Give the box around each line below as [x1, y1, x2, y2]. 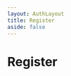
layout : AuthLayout [7, 10, 65, 18]
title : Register [7, 17, 55, 24]
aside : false [7, 23, 46, 30]
